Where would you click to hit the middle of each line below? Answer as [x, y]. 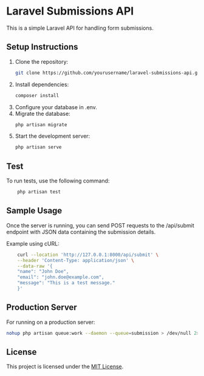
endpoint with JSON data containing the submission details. [81, 232]
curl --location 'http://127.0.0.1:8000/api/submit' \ [88, 255]
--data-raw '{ [35, 266]
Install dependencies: [42, 84]
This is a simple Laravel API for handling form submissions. [80, 28]
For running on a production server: [51, 322]
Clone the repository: [42, 61]
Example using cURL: [33, 243]
